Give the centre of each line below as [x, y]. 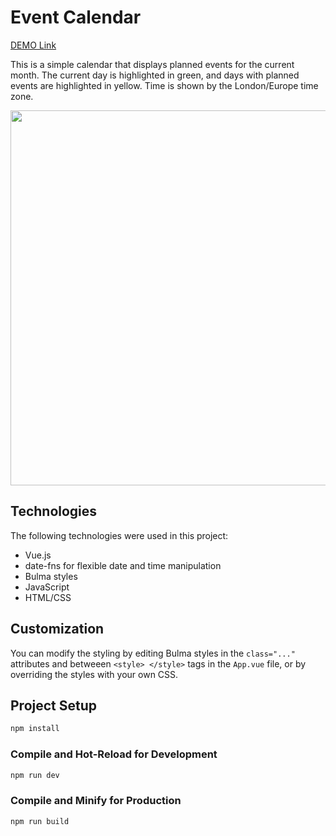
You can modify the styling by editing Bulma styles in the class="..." [153, 653]
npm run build [40, 821]
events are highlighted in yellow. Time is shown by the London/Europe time [164, 85]
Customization [57, 629]
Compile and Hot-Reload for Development [114, 754]
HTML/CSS [48, 597]
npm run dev [35, 775]
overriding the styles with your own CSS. [94, 674]
